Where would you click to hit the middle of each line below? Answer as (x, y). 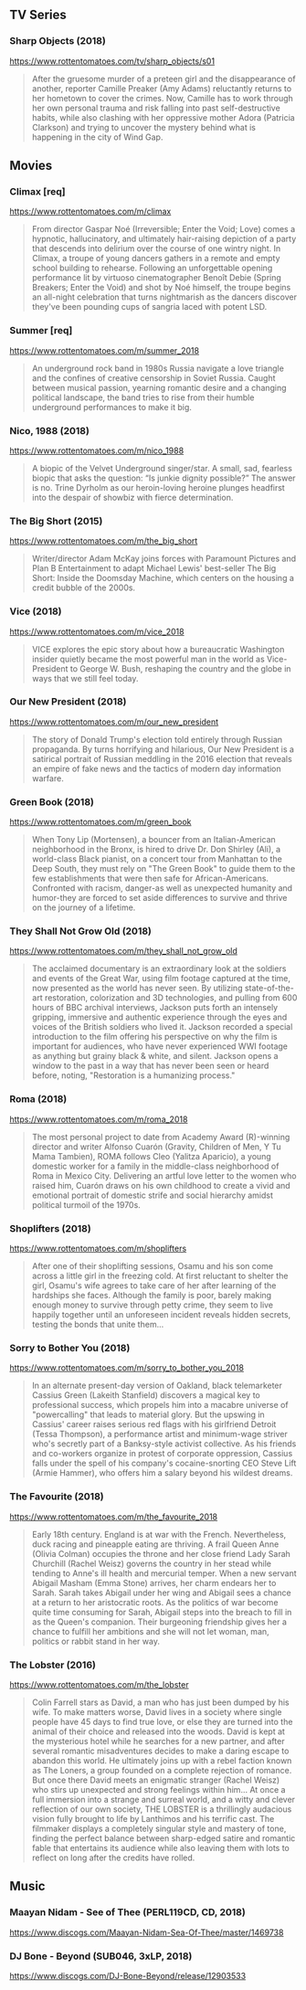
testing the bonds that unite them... (98, 1325)
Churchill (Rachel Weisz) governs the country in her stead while (152, 1563)
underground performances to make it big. (111, 407)
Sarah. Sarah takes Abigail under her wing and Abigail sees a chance (161, 1593)
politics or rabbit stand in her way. (95, 1641)
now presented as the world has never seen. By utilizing (137, 988)
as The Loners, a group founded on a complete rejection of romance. (162, 1770)
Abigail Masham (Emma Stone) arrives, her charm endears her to (154, 1582)
